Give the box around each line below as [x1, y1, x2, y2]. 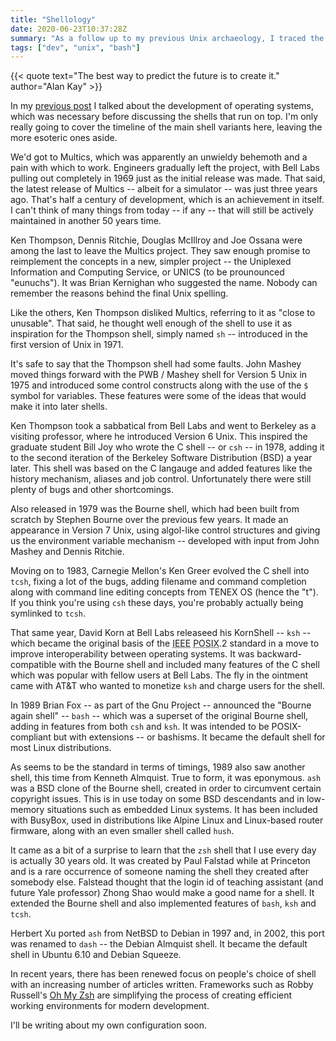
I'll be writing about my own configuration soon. [10, 1019, 207, 1031]
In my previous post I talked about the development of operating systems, [10, 100, 314, 112]
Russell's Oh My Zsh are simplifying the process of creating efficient [10, 989, 293, 1001]
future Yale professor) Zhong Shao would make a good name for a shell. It [10, 887, 315, 899]
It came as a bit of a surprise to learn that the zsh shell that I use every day [10, 844, 317, 856]
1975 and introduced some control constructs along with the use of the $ [10, 379, 309, 391]
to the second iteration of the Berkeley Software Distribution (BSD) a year [10, 452, 313, 464]
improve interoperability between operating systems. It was [10, 648, 255, 660]
